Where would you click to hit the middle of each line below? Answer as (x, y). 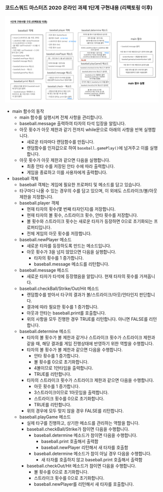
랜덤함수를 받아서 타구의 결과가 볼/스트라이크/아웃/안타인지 (82, 294)
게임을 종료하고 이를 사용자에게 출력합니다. (67, 172)
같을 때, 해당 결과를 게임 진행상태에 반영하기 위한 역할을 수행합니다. (90, 343)
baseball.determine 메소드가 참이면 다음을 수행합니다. (86, 435)
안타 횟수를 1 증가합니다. (57, 356)
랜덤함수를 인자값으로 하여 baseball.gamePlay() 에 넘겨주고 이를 (88, 148)
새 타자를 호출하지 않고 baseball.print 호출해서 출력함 (92, 459)
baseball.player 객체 (39, 203)
